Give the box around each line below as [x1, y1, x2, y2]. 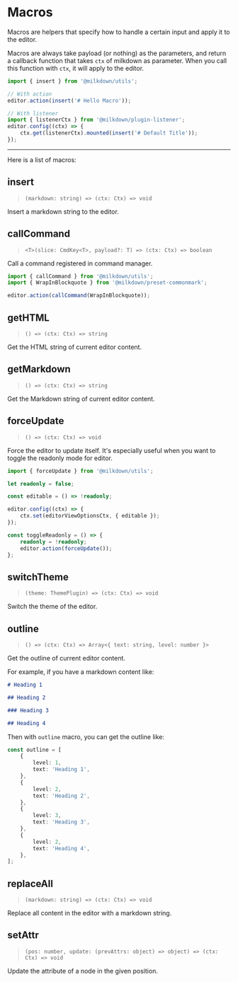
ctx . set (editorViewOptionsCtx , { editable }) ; [20, 513, 160, 520]
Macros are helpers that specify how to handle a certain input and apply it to [7, 28, 230, 36]
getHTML [7, 312, 50, 324]
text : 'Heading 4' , [33, 845, 91, 852]
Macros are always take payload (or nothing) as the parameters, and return [7, 49, 227, 57]
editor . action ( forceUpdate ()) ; [20, 544, 113, 552]
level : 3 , [33, 812, 62, 819]
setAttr [7, 929, 39, 942]
